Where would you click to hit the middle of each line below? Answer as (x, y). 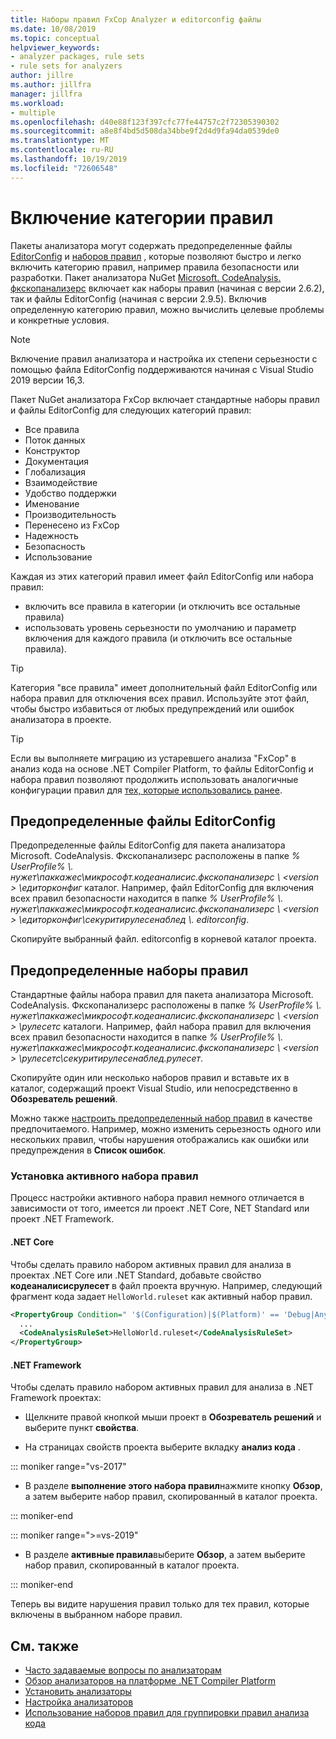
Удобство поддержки (70, 493)
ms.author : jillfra (51, 85)
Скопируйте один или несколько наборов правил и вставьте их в (150, 1078)
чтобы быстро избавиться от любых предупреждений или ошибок (152, 708)
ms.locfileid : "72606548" (64, 168)
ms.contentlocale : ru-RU (62, 150)
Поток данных (55, 440)
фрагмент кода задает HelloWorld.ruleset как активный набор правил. (161, 1296)
